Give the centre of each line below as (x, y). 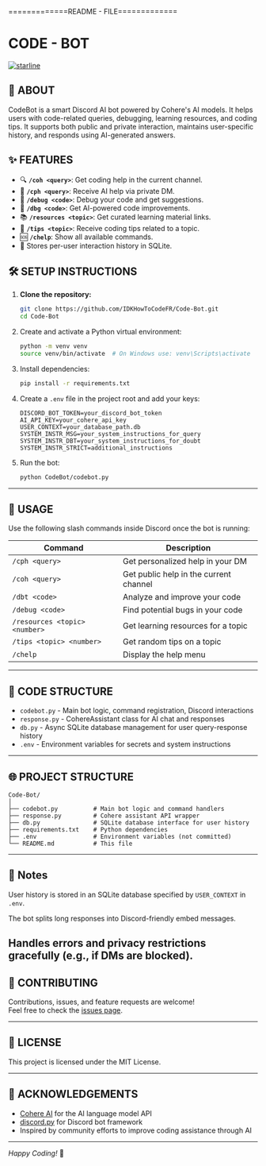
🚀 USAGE (31, 510)
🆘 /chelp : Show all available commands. (86, 237)
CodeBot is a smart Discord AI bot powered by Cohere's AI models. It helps (131, 110)
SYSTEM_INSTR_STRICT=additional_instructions (96, 448)
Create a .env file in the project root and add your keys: (110, 398)
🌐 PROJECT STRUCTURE (71, 776)
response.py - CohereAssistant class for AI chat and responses (122, 719)
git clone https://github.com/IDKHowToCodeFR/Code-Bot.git (119, 309)
